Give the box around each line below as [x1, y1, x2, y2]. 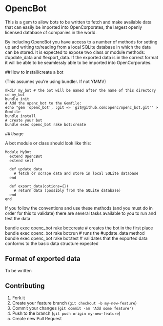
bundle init [5, 96, 29, 102]
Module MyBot [5, 149, 32, 154]
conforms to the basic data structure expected [5, 240, 99, 246]
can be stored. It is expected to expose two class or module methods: [5, 49, 145, 55]
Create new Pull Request [12, 315, 62, 321]
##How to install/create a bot [5, 69, 63, 75]
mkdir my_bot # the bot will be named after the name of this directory [5, 88, 156, 93]
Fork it [12, 295, 25, 301]
